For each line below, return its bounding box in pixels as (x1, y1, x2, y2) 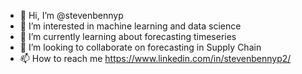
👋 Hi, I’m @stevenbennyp (19, 10, 124, 21)
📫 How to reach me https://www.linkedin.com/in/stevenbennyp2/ (19, 53, 292, 64)
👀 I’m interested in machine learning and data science (19, 20, 242, 32)
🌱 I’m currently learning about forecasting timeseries (19, 31, 237, 42)
